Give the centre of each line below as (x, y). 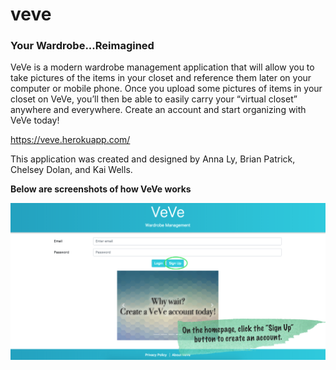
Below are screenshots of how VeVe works (101, 189)
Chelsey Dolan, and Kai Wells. (71, 170)
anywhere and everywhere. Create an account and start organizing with (158, 110)
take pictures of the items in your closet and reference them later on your (161, 78)
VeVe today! (35, 120)
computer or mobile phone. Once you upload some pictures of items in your (166, 89)
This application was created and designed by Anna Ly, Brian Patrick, (153, 159)
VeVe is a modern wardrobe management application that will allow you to (162, 67)
